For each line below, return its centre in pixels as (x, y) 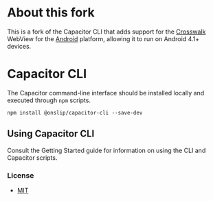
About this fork (51, 13)
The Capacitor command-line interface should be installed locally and (106, 93)
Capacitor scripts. (32, 157)
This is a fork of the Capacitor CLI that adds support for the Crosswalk (106, 32)
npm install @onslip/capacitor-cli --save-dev (75, 113)
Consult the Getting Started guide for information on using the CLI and (106, 150)
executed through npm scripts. (49, 100)
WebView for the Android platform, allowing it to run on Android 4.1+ (103, 38)
